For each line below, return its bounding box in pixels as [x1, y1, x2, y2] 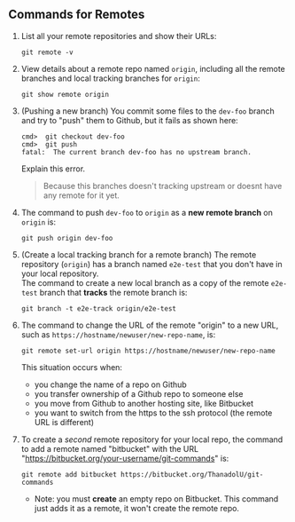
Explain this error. [20, 163, 86, 174]
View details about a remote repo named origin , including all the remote [20, 63, 285, 74]
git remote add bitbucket [20, 470, 117, 478]
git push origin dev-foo [20, 233, 113, 242]
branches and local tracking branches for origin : [20, 73, 200, 83]
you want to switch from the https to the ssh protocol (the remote [34, 407, 273, 418]
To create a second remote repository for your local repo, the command [20, 434, 283, 445]
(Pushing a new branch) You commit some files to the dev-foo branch [20, 106, 276, 116]
